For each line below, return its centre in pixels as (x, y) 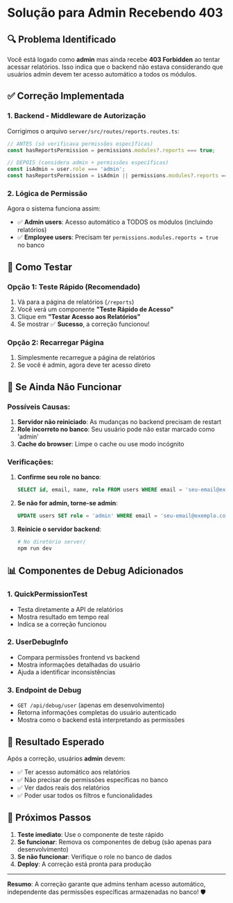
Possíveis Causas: (39, 407)
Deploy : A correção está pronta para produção (84, 864)
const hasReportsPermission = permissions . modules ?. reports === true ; (111, 150)
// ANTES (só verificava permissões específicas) (80, 144)
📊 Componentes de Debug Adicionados (95, 571)
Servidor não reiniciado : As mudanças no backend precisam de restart (119, 422)
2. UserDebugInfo (38, 642)
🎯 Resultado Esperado (56, 742)
